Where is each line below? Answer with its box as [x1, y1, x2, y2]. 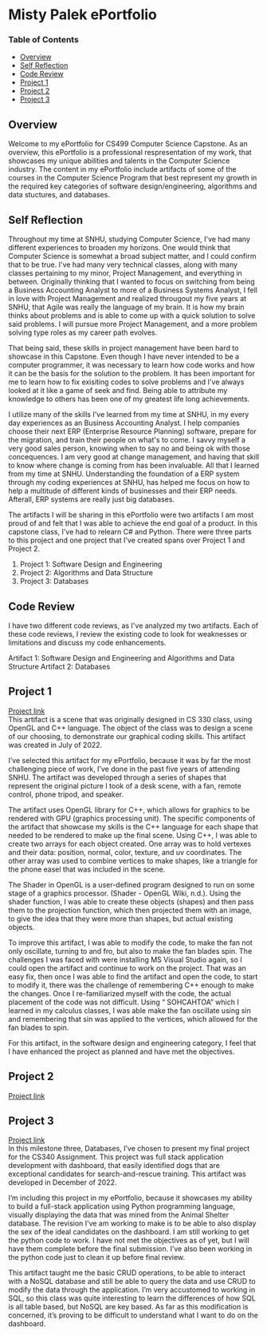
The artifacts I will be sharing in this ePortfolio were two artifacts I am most [8, 510, 254, 520]
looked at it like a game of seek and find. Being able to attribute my [8, 386, 228, 395]
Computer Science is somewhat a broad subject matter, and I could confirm [8, 252, 257, 261]
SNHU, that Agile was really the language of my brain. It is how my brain [8, 302, 245, 312]
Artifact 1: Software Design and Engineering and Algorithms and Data [8, 653, 235, 662]
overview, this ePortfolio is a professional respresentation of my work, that [8, 148, 253, 157]
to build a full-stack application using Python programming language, [8, 1202, 236, 1211]
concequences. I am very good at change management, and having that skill [8, 452, 260, 462]
